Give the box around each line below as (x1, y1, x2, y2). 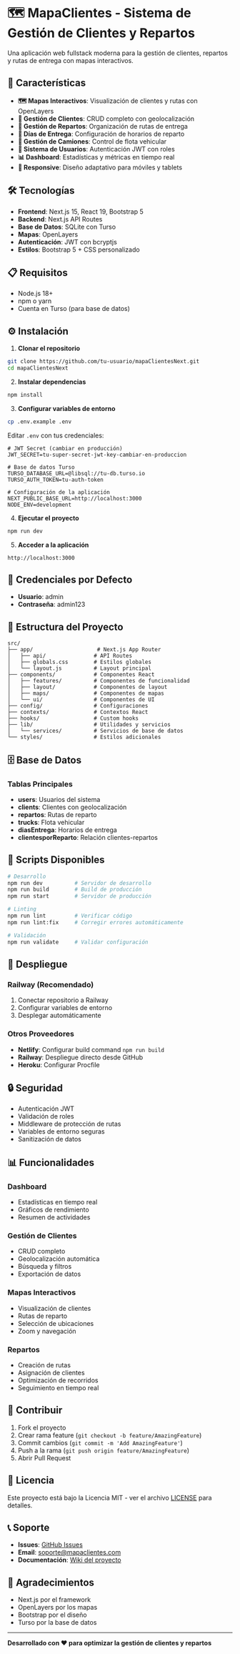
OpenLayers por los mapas (17, 1603, 98, 1612)
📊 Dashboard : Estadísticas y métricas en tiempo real (17, 152, 175, 161)
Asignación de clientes (17, 1368, 85, 1377)
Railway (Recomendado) (7, 979, 94, 989)
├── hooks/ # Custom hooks (7, 715, 139, 722)
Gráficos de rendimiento (17, 1205, 89, 1214)
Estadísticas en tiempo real (17, 1198, 98, 1207)
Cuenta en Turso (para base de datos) (17, 304, 131, 313)
